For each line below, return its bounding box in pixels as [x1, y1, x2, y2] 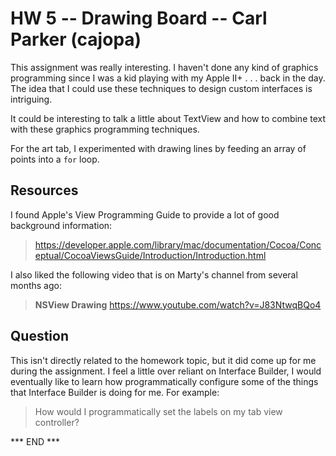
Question [10, 328, 69, 345]
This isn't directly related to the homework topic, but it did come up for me [10, 354, 317, 366]
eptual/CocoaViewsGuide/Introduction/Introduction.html [34, 249, 267, 261]
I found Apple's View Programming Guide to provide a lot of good [10, 208, 280, 221]
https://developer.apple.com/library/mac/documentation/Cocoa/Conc [34, 238, 322, 251]
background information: [10, 219, 113, 231]
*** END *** [10, 435, 61, 447]
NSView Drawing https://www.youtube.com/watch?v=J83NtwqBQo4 [34, 298, 322, 311]
